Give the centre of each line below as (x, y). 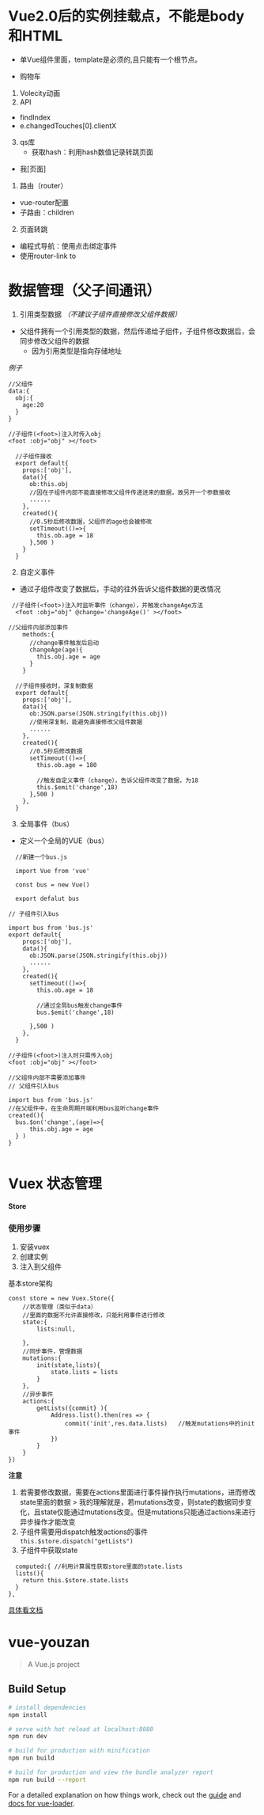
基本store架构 (30, 1284)
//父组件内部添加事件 (38, 627)
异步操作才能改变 (47, 1522)
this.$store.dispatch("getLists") (76, 1542)
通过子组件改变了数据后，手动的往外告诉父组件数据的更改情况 (120, 589)
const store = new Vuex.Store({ (61, 1299)
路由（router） (43, 185)
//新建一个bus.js (41, 857)
